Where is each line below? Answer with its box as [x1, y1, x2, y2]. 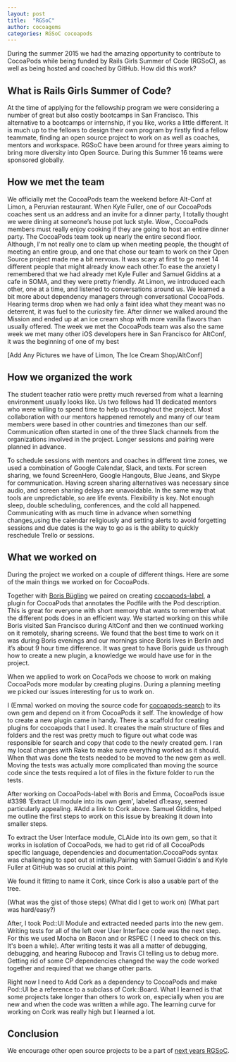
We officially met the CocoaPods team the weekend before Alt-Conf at [7, 195, 212, 203]
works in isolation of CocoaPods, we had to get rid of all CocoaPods [7, 840, 206, 849]
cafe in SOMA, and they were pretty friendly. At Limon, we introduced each [7, 277, 225, 285]
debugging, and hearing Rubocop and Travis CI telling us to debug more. [7, 949, 219, 957]
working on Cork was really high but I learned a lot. [7, 1007, 156, 1015]
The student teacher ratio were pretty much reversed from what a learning [7, 390, 223, 398]
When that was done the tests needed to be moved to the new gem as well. [7, 753, 226, 762]
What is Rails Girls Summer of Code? [7, 85, 172, 97]
